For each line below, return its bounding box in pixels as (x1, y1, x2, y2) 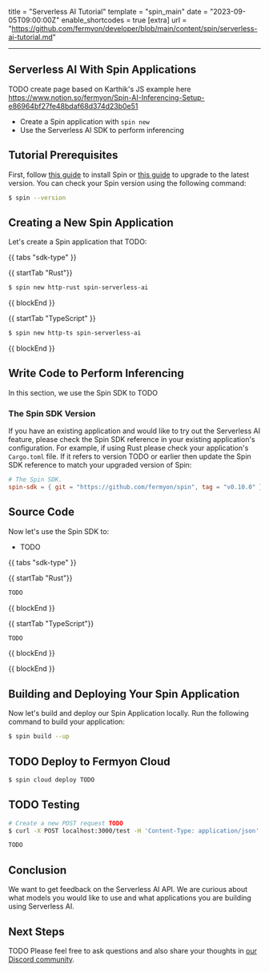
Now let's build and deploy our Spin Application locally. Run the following (8, 709, 250, 718)
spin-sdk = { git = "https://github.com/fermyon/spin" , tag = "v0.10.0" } (8, 484, 263, 492)
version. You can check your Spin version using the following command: (8, 178, 247, 187)
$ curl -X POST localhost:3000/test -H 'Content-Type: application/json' (8, 826, 260, 835)
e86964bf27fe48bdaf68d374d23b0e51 (8, 101, 139, 110)
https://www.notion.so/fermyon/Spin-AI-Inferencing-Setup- (8, 92, 206, 102)
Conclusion (8, 863, 67, 877)
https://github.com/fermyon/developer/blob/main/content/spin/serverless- (11, 24, 258, 33)
